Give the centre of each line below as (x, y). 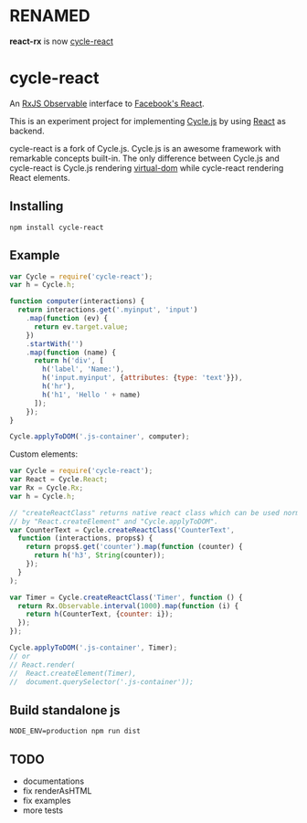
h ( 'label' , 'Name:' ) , (84, 369)
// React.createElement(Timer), (73, 673)
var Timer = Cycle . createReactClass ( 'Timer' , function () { (127, 597)
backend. (27, 131)
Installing (37, 206)
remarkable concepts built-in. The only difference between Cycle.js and (145, 158)
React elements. (40, 177)
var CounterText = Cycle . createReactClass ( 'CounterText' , (122, 530)
